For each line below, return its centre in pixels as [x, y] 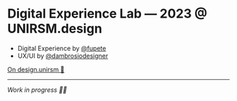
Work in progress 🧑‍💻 [37, 90]
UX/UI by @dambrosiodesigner [63, 56]
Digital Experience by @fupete [62, 48]
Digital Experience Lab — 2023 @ [107, 14]
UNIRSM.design [55, 29]
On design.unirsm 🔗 [36, 69]
